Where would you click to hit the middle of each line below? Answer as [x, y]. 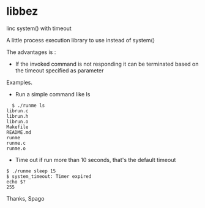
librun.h [17, 116]
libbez [22, 11]
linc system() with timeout [39, 28]
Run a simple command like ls [53, 94]
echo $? [16, 182]
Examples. [19, 82]
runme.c [16, 143]
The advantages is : [31, 52]
